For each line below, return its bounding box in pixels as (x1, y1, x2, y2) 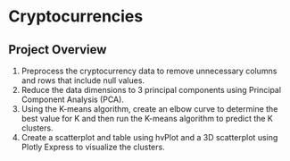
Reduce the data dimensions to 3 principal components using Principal (21, 85, 282, 95)
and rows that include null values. (21, 75, 145, 86)
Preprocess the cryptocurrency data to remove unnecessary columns (21, 65, 278, 76)
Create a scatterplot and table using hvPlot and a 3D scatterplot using (21, 132, 278, 142)
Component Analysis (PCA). (21, 94, 124, 105)
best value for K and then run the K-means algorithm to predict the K (21, 114, 274, 123)
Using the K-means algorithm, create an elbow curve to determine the (21, 104, 278, 114)
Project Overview (8, 42, 107, 57)
